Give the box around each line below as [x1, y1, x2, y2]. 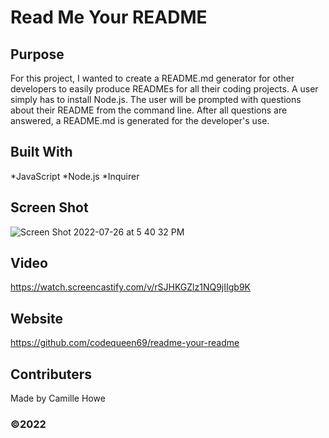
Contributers [10, 366, 93, 383]
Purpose [10, 46, 65, 63]
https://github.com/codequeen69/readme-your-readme [10, 337, 240, 349]
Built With [10, 144, 73, 161]
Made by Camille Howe [10, 392, 106, 405]
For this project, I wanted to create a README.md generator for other [10, 72, 295, 84]
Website [10, 310, 63, 327]
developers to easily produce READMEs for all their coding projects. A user [10, 83, 319, 95]
